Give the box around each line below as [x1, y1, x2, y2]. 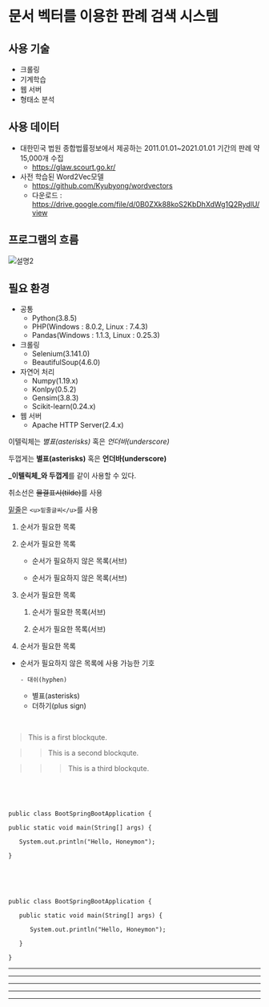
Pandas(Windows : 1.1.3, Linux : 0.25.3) [31, 331, 160, 340]
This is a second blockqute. [47, 748, 139, 758]
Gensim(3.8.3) [31, 393, 79, 403]
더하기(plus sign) [31, 701, 86, 711]
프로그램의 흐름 [8, 233, 79, 247]
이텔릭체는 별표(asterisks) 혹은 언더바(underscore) [8, 437, 170, 446]
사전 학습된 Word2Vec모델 [19, 172, 104, 181]
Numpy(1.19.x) [31, 376, 78, 386]
